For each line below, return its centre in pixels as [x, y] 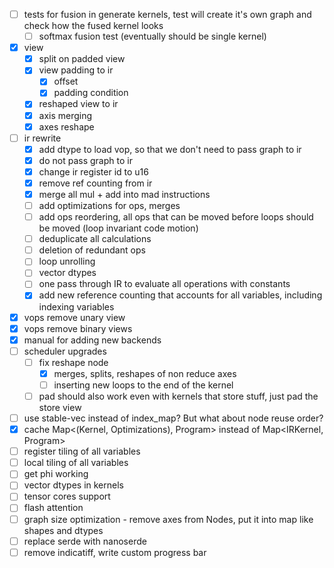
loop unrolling [67, 261]
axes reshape [66, 126]
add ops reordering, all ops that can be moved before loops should [176, 217]
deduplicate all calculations [95, 239]
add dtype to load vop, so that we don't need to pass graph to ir [170, 149]
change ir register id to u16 [93, 171]
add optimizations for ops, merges [109, 205]
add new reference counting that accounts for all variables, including [180, 295]
